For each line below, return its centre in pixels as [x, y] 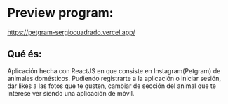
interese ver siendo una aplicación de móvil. [71, 93]
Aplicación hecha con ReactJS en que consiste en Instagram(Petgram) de [114, 70]
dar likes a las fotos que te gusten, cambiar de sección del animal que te [112, 86]
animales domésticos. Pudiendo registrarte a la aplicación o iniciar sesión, [114, 78]
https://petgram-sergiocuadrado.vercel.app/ [71, 32]
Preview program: [60, 13]
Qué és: [25, 54]
